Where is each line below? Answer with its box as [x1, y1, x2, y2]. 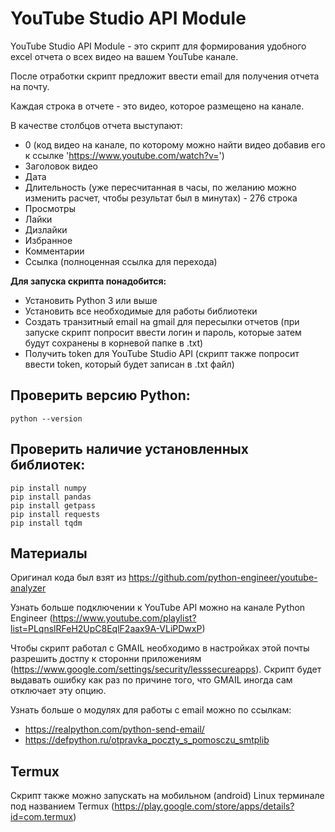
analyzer [10, 582, 47, 594]
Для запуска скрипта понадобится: [10, 275, 167, 287]
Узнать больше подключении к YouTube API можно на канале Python [10, 602, 306, 614]
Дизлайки [24, 223, 68, 236]
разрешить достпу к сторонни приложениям [10, 653, 202, 665]
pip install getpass [10, 500, 97, 511]
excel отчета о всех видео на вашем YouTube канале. [10, 50, 239, 62]
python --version [10, 413, 83, 424]
